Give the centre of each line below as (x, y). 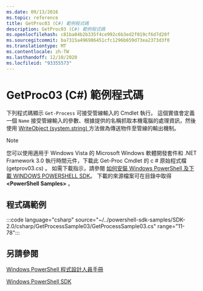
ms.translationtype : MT (36, 46)
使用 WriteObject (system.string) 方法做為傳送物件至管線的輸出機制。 (93, 128)
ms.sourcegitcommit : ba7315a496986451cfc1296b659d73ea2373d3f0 (88, 40)
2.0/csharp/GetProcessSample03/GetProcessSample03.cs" (81, 226)
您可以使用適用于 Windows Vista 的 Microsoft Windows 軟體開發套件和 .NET (102, 153)
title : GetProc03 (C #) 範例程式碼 (48, 23)
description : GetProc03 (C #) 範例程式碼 (56, 29)
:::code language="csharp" (40, 220)
